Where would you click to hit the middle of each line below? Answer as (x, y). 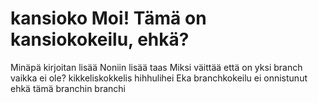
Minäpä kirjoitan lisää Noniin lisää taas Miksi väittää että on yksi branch (156, 67)
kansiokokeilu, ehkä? (100, 39)
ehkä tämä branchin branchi (68, 88)
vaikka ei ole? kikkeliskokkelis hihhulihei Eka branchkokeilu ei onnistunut (159, 78)
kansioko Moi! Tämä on (108, 18)
